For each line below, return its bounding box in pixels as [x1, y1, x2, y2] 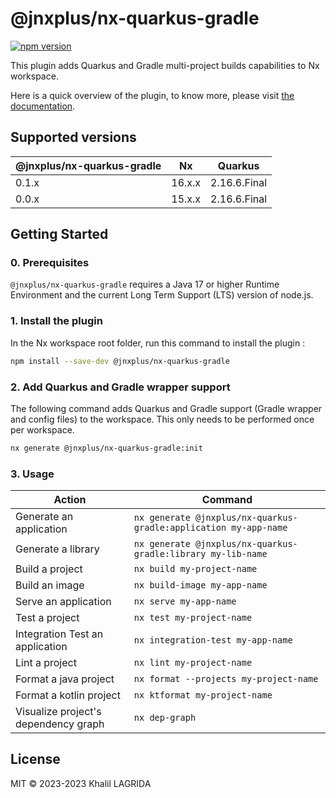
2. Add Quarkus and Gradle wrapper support [10, 380, 231, 394]
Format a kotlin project [15, 688, 121, 702]
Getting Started [10, 226, 109, 243]
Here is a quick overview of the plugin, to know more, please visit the [10, 89, 295, 101]
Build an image [15, 578, 85, 592]
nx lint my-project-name [133, 657, 253, 669]
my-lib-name [210, 548, 268, 560]
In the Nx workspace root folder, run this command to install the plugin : [10, 337, 306, 349]
